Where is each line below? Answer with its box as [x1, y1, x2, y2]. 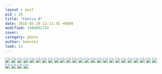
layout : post [5, 7, 34, 12]
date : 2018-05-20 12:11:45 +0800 [5, 21, 74, 26]
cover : [5, 30, 19, 35]
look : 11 [5, 44, 23, 49]
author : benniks [5, 39, 38, 44]
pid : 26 [5, 12, 23, 17]
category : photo [5, 35, 38, 40]
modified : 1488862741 [5, 26, 50, 31]
